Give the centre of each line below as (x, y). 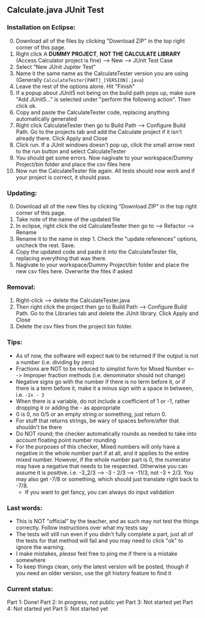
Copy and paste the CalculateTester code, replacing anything (92, 112)
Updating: (22, 193)
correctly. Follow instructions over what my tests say (82, 528)
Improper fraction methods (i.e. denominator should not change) (104, 375)
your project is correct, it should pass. (63, 177)
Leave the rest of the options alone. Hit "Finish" (75, 86)
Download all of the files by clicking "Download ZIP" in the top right (100, 41)
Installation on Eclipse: (41, 28)
